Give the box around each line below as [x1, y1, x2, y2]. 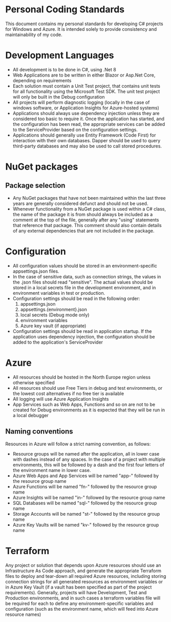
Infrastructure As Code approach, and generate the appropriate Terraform [5, 568, 162, 574]
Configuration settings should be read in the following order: [12, 295, 140, 301]
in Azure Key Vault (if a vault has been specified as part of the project [5, 584, 152, 590]
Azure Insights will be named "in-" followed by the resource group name [12, 494, 165, 500]
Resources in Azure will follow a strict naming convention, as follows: [5, 441, 151, 447]
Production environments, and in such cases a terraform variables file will [5, 595, 160, 601]
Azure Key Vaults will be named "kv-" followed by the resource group [12, 521, 159, 527]
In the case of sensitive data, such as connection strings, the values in [12, 273, 161, 279]
